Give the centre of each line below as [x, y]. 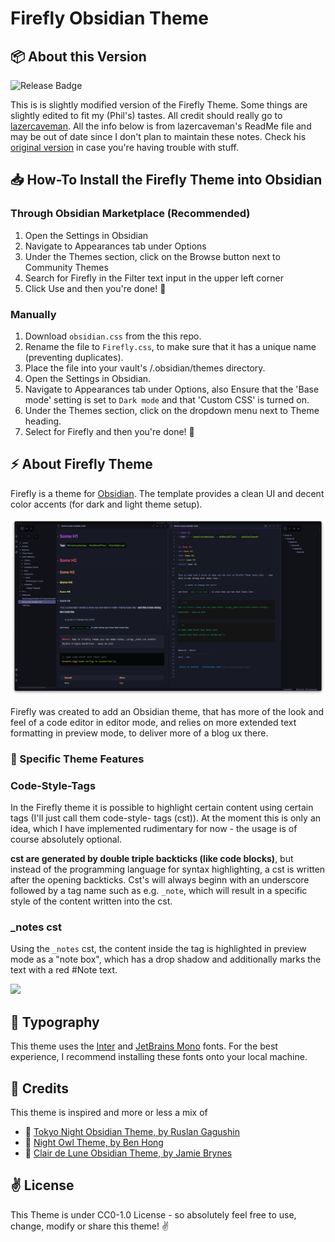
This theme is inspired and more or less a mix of [109, 1112]
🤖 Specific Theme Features [77, 759]
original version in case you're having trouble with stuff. [125, 147]
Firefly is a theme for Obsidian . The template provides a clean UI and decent [167, 493]
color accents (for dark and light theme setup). [106, 504]
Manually [33, 314]
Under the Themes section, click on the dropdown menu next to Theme [172, 410]
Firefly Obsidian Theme [110, 18]
